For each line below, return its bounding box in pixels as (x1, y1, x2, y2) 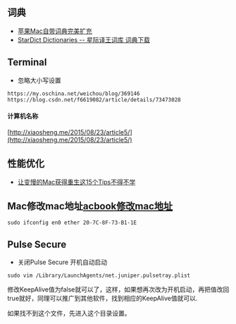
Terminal (7, 56, 47, 68)
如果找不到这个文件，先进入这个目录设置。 (7, 309, 131, 318)
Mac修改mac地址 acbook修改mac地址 (7, 200, 173, 213)
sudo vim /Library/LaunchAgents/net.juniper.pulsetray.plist (7, 272, 191, 280)
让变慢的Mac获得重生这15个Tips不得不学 (17, 177, 136, 186)
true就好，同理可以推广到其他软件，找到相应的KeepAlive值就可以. (7, 294, 198, 303)
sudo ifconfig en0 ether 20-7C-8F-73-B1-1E (7, 219, 137, 227)
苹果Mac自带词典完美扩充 (17, 27, 93, 35)
